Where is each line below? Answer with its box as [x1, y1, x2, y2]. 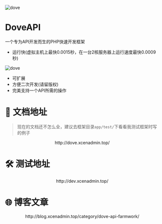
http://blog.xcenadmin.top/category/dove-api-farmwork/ [25, 213, 139, 219]
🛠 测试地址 [5, 159, 50, 169]
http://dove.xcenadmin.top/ [54, 140, 110, 145]
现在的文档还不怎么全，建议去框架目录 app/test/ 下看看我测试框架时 [17, 123, 153, 130]
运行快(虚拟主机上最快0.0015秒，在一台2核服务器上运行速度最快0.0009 [12, 49, 156, 55]
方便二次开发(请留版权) [12, 81, 59, 87]
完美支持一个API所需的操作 [12, 87, 67, 93]
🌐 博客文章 [5, 197, 49, 208]
